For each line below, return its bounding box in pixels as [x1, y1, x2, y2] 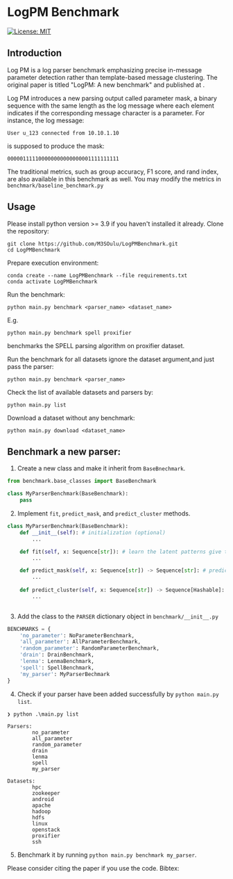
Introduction [7, 47, 62, 59]
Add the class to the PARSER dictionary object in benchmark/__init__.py [17, 612, 218, 621]
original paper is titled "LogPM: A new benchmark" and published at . [7, 81, 205, 89]
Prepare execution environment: [7, 258, 99, 267]
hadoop [32, 807, 51, 815]
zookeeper [32, 789, 60, 796]
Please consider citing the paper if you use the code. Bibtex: [7, 864, 180, 872]
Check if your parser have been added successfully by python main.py [17, 689, 220, 698]
